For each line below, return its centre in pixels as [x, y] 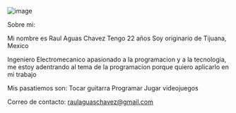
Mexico [18, 46]
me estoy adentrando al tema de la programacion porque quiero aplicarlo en [118, 67]
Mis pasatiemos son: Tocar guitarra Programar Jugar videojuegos [103, 88]
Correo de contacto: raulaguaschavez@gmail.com [80, 102]
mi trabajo [22, 75]
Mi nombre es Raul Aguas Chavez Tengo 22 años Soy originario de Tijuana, [117, 38]
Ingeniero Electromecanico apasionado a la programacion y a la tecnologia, [117, 59]
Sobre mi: [21, 24]
